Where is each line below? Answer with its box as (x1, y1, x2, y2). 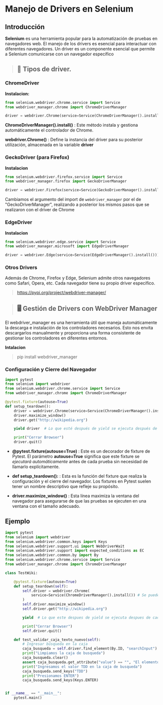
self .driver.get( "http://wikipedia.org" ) (22, 606, 108, 611)
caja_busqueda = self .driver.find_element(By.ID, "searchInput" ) (22, 646, 158, 651)
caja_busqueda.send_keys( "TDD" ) (22, 669, 88, 673)
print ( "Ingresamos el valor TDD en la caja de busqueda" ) (22, 664, 142, 669)
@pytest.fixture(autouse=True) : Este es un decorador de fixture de (12, 448, 150, 454)
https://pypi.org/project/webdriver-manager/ (16, 290, 106, 296)
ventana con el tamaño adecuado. (12, 504, 81, 509)
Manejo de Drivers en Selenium (5, 3, 133, 15)
